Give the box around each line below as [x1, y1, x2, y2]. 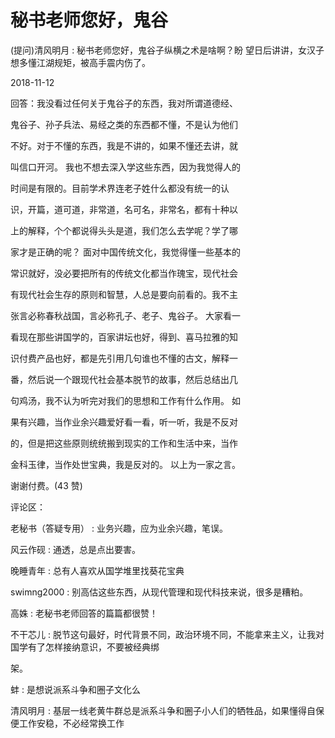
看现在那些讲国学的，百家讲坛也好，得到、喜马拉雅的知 [10, 331, 238, 343]
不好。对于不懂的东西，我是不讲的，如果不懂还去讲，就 [10, 139, 238, 151]
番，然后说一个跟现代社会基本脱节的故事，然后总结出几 [10, 373, 238, 385]
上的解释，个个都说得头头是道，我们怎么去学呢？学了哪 [10, 224, 238, 236]
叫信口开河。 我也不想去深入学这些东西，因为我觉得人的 [10, 161, 241, 173]
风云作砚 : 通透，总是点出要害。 [10, 543, 141, 555]
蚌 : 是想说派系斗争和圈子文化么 [10, 683, 141, 695]
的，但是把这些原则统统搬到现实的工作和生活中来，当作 [10, 437, 238, 449]
